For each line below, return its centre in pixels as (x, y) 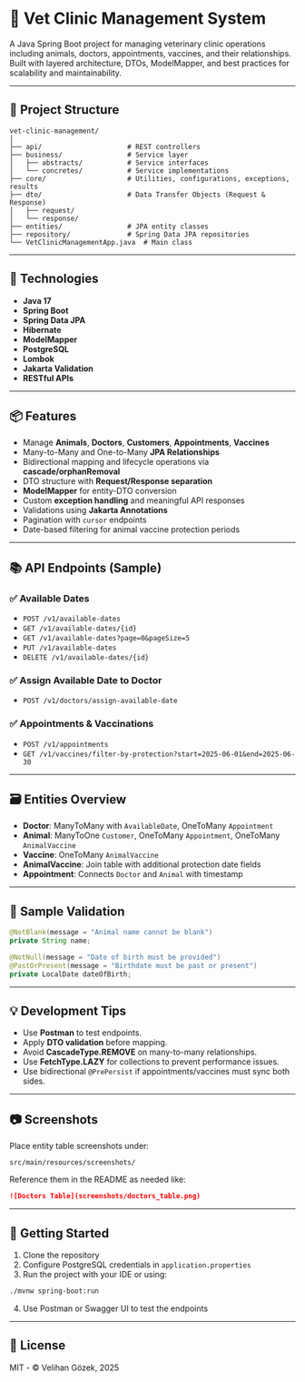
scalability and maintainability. (66, 73)
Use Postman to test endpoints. (82, 1033)
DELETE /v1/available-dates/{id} (86, 658)
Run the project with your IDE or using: (95, 1274)
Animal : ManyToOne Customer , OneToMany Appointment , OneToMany (151, 835)
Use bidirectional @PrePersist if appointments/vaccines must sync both (156, 1072)
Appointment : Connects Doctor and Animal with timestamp (133, 874)
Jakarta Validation (58, 368)
